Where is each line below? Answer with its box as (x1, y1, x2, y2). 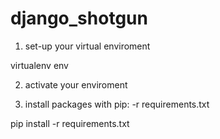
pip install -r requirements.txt (10, 117, 130, 129)
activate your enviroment (24, 78, 128, 91)
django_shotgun (10, 7, 148, 30)
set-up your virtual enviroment (24, 40, 151, 52)
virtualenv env (10, 59, 69, 71)
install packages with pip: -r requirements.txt (24, 98, 210, 110)
